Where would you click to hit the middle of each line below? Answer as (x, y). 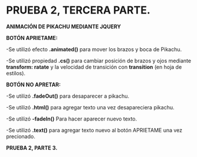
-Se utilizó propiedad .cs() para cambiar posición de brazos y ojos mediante (99, 61)
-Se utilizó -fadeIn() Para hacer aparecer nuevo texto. (72, 119)
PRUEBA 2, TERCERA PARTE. (78, 10)
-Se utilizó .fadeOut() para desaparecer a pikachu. (68, 96)
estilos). (16, 73)
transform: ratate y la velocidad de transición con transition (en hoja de (94, 67)
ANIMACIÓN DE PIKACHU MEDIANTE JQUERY (63, 26)
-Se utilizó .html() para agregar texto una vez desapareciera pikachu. (90, 107)
